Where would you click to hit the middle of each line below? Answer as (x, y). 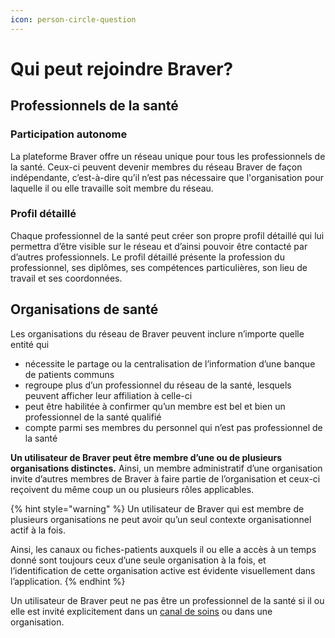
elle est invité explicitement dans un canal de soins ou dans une (141, 611)
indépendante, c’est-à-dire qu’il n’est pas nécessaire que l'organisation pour (167, 177)
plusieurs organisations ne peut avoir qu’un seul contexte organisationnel (161, 519)
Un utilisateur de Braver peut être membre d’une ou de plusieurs (146, 457)
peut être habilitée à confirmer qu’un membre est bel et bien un (155, 406)
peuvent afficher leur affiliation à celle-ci (108, 395)
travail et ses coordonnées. (66, 278)
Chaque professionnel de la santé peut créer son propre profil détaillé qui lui (167, 235)
